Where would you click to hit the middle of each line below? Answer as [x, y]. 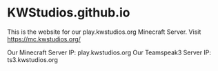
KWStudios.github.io [69, 13]
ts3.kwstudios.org [33, 59]
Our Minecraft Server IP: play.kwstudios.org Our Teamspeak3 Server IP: [109, 52]
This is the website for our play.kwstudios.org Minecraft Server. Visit [104, 32]
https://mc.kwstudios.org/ [44, 39]
